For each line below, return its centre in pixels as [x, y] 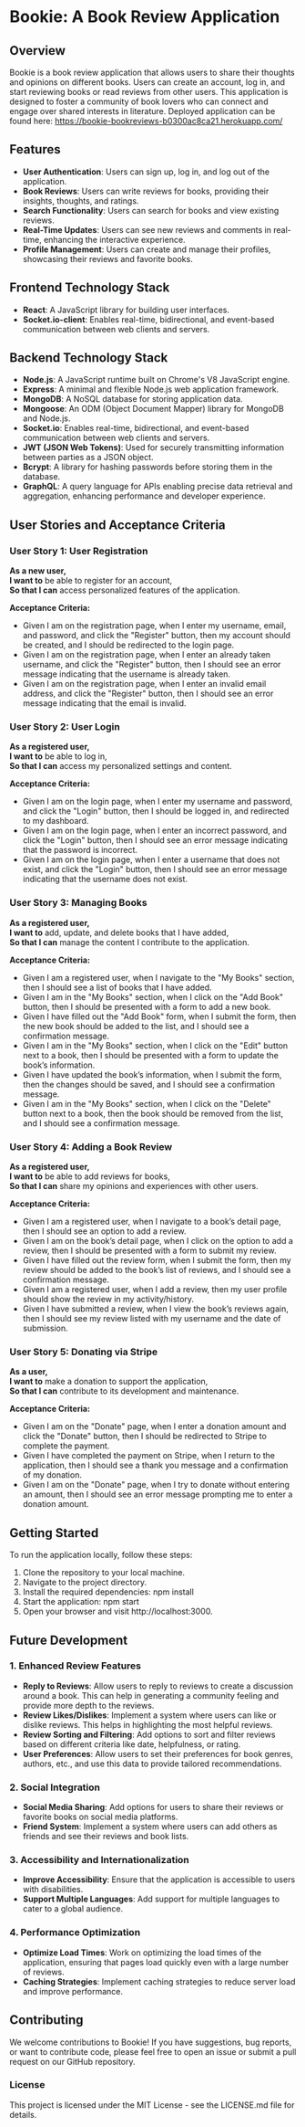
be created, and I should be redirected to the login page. [128, 645]
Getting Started [54, 1533]
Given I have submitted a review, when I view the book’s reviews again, [155, 1309]
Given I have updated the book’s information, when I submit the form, [152, 1074]
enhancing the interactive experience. [115, 239]
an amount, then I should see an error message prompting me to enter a [158, 1494]
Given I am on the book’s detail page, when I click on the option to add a [158, 1241]
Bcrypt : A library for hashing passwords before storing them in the [147, 467]
